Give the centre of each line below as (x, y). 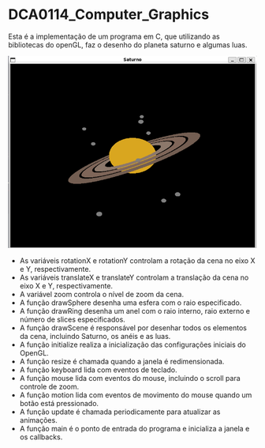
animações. (38, 420)
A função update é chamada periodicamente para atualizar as (120, 412)
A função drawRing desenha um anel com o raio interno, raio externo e (135, 311)
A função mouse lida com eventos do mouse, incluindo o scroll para (130, 378)
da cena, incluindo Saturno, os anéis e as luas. (95, 337)
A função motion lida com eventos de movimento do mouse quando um (136, 395)
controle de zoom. (49, 387)
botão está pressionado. (59, 404)
